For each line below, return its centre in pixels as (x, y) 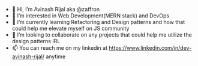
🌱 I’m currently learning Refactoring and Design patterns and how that (98, 22)
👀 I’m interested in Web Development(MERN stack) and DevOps (91, 16)
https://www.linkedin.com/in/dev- (150, 48)
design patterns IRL (36, 41)
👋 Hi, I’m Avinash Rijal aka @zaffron (56, 9)
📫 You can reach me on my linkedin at (60, 48)
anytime (56, 56)
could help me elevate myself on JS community (70, 28)
